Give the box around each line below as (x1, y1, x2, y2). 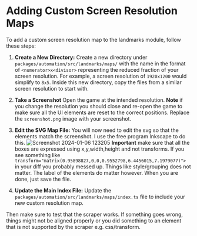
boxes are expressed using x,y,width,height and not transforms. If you (14, 145, 185, 152)
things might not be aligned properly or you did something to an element (6, 217, 182, 224)
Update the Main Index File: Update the (14, 187, 112, 194)
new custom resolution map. (14, 199, 84, 207)
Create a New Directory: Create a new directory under (14, 54, 148, 61)
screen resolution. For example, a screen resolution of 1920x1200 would (14, 72, 187, 79)
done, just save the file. (14, 175, 72, 182)
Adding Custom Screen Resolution (6, 4, 178, 18)
